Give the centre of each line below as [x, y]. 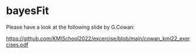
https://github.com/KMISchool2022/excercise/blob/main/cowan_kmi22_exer [98, 38]
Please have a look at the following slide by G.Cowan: [71, 27]
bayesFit [27, 11]
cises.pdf [17, 45]
